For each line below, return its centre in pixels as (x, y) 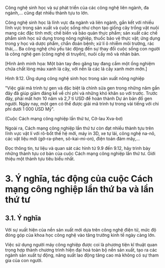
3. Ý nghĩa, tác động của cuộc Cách (79, 179)
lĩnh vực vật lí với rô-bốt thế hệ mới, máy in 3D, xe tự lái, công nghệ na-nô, (81, 133)
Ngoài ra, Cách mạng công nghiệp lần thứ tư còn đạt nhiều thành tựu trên (80, 128)
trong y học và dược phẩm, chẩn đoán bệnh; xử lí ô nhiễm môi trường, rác (80, 44)
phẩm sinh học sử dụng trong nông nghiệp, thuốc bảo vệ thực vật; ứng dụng (83, 38)
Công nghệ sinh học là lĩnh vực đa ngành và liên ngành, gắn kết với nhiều (80, 22)
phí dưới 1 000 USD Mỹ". (30, 109)
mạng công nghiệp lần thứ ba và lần (80, 189)
